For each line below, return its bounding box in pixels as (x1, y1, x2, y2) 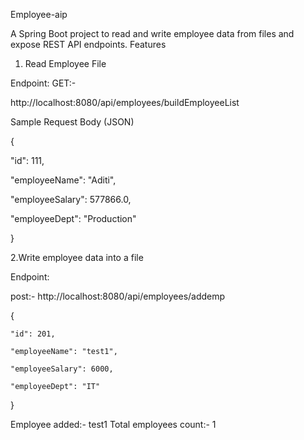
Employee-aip (10, 9, 68, 20)
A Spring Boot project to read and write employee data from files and (10, 28, 295, 39)
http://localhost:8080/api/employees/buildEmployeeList (10, 97, 240, 108)
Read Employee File (24, 58, 107, 69)
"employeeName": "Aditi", (10, 174, 117, 186)
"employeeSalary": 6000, (10, 364, 114, 374)
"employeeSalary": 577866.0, (10, 194, 132, 205)
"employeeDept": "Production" (10, 213, 137, 224)
